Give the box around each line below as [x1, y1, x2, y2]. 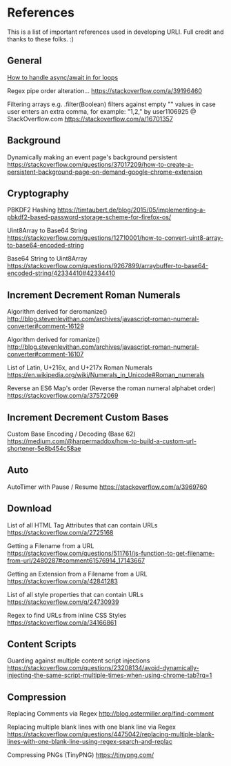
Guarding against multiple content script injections [7, 656, 150, 665]
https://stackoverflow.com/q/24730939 [7, 598, 119, 606]
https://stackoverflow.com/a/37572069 [7, 392, 119, 400]
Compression [7, 691, 67, 703]
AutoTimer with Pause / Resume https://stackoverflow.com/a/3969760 [7, 483, 208, 491]
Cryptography [7, 188, 69, 199]
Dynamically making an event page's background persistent [7, 153, 178, 161]
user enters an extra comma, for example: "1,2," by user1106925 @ [7, 107, 197, 115]
